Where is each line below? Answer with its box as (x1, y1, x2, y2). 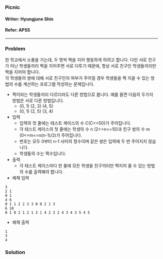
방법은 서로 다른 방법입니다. (12, 98, 65, 104)
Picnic (5, 4, 20, 11)
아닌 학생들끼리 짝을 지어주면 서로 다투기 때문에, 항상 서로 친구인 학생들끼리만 (10, 63, 157, 69)
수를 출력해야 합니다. (24, 169, 64, 175)
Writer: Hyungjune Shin (5, 16, 54, 22)
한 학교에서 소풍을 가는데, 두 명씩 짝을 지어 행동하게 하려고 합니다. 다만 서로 (5, 57, 147, 63)
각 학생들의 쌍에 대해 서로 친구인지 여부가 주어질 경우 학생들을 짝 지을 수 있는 (5, 75, 150, 81)
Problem (5, 45, 26, 52)
